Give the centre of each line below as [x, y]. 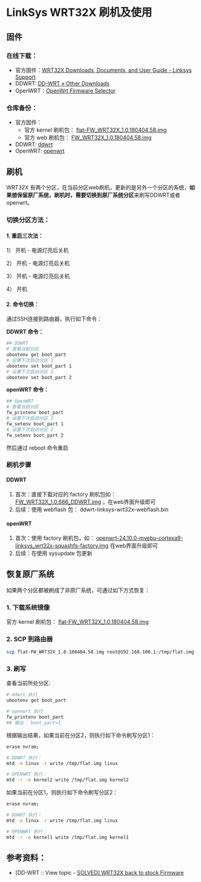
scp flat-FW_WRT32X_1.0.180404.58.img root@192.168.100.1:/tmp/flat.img [100, 652]
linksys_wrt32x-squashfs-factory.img [62, 545]
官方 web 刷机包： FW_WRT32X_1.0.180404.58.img [88, 138]
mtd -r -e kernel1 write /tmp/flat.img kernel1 [68, 837]
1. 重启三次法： [25, 236]
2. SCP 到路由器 [29, 639]
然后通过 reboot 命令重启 [37, 448]
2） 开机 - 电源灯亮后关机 [38, 263]
